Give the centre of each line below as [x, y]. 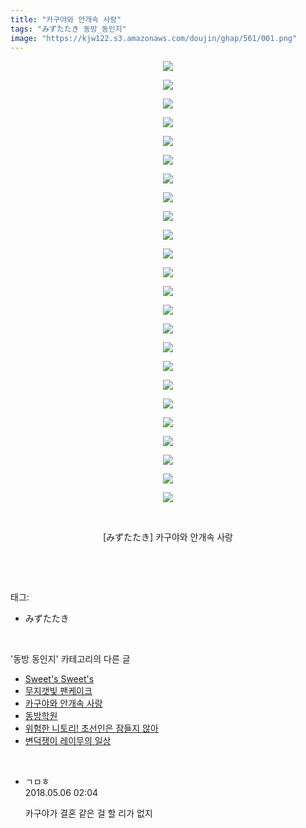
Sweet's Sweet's [59, 679]
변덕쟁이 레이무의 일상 [68, 741]
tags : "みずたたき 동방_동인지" [68, 29]
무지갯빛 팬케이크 [58, 691]
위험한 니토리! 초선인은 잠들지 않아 [91, 728]
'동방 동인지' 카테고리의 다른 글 [70, 659]
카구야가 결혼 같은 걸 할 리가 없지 [88, 813]
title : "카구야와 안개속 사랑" [66, 19]
